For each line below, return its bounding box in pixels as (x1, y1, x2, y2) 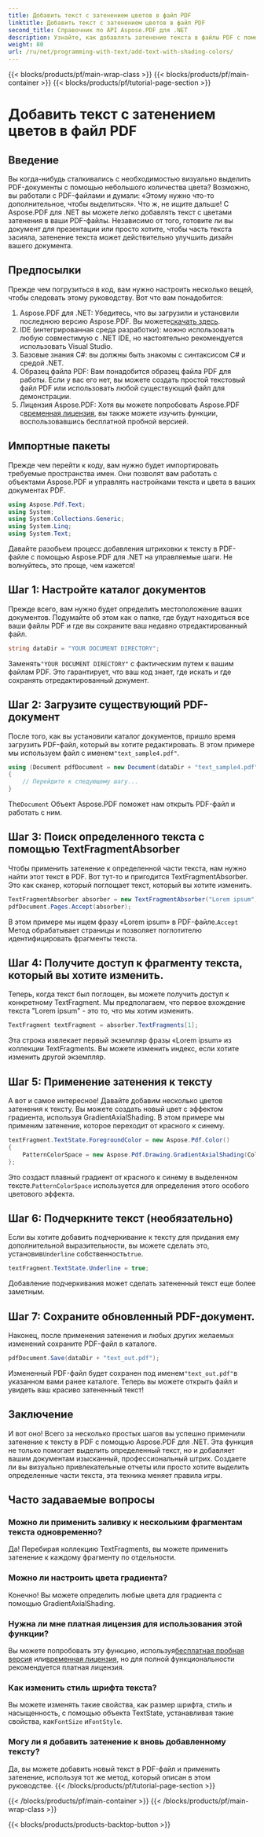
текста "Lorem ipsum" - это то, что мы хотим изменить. (8, 1006, 194, 1016)
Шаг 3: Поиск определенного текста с (8, 830, 205, 844)
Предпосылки (8, 264, 82, 277)
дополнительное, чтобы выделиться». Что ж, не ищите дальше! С (8, 200, 229, 208)
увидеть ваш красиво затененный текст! (8, 1384, 144, 1395)
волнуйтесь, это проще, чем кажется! (8, 561, 135, 570)
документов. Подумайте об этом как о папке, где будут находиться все (8, 612, 250, 621)
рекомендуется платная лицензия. (8, 1663, 125, 1672)
